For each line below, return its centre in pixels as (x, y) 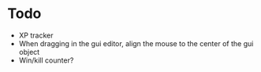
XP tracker (36, 35)
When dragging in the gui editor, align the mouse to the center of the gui (136, 43)
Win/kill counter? (46, 60)
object (29, 52)
